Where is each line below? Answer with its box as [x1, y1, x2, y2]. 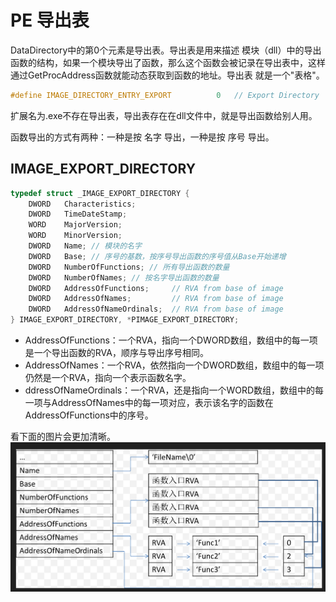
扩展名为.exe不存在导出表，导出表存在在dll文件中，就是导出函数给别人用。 [10, 109, 318, 121]
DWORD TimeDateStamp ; [28, 209, 128, 220]
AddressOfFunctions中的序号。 [24, 409, 154, 421]
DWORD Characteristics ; [28, 199, 137, 209]
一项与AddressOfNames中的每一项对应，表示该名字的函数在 [24, 397, 274, 408]
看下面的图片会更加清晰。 [10, 431, 116, 442]
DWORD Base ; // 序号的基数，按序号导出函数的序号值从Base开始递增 [28, 251, 287, 261]
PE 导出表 [10, 9, 90, 32]
